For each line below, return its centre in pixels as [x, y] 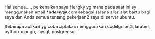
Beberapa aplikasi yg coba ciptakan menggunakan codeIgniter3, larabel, [77, 26]
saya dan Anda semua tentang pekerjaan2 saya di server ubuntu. [70, 17]
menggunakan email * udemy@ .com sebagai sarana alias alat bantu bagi [77, 12]
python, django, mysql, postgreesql [40, 32]
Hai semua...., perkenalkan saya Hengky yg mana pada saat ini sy [70, 7]
